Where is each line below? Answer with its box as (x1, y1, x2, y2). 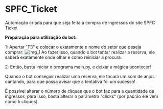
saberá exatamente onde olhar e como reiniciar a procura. (5, 54, 122, 60)
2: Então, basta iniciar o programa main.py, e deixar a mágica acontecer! (5, 64, 151, 70)
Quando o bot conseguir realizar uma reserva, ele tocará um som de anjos (5, 73, 155, 79)
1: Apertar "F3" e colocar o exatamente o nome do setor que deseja (5, 44, 141, 50)
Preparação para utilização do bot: (5, 34, 77, 40)
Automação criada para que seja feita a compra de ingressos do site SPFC (5, 20, 155, 26)
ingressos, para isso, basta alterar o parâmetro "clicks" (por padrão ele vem (5, 93, 158, 99)
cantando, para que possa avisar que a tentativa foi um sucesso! (5, 79, 136, 84)
